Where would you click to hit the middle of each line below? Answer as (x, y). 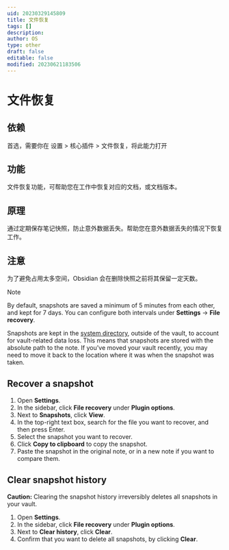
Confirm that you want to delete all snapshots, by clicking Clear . (107, 539)
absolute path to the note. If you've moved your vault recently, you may (107, 348)
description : (26, 33)
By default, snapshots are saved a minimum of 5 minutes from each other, (111, 305)
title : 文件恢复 (28, 20)
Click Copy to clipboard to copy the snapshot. (82, 444)
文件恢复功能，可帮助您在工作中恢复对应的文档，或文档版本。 (94, 187)
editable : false (30, 58)
